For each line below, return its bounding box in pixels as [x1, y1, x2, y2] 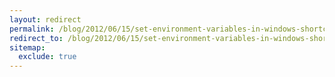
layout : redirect [9, 14, 82, 25]
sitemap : [9, 42, 46, 53]
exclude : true [18, 52, 77, 62]
